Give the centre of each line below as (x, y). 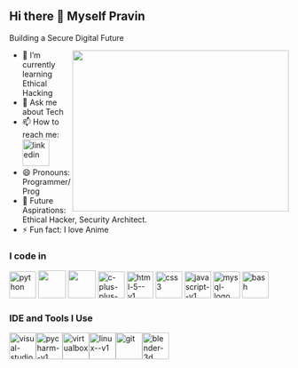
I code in (28, 256)
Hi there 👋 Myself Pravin (77, 16)
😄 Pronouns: (46, 172)
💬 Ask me (39, 102)
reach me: (40, 134)
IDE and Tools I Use (51, 318)
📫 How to (40, 122)
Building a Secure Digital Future (67, 37)
